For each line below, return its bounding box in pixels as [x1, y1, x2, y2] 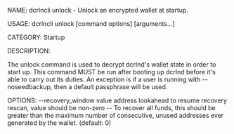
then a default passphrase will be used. [53, 83, 168, 91]
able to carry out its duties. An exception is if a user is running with [7, 75, 201, 83]
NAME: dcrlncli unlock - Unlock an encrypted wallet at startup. [7, 6, 188, 14]
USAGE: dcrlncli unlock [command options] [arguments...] [7, 20, 175, 27]
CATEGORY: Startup [7, 33, 65, 41]
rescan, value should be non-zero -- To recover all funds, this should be [7, 104, 216, 112]
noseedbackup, [7, 83, 53, 91]
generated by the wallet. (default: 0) [7, 119, 112, 127]
